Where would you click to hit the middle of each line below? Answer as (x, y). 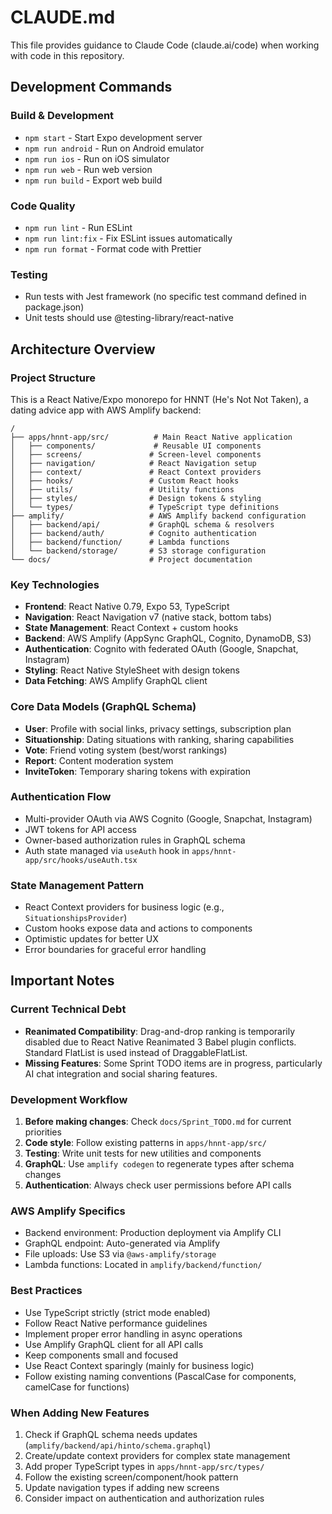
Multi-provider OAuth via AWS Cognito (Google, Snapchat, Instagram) (168, 818)
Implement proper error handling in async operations (133, 1333)
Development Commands (91, 87)
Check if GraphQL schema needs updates (111, 1434)
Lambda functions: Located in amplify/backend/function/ (143, 1265)
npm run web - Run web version (88, 169)
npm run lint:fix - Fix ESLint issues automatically (128, 238)
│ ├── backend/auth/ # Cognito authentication (133, 533)
